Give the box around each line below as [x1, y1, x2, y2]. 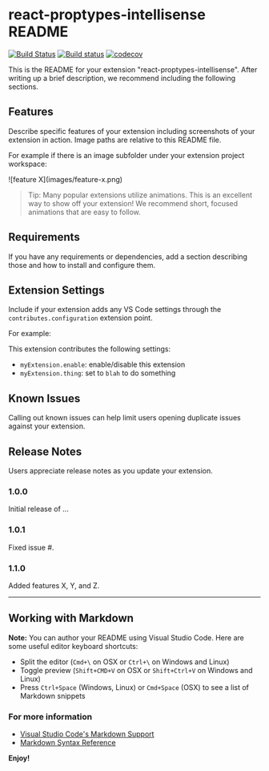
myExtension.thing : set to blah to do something [19, 368, 176, 378]
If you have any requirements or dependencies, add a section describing [8, 251, 248, 262]
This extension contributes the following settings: [8, 344, 171, 354]
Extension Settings [8, 283, 105, 297]
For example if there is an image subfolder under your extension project [8, 150, 245, 160]
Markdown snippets [19, 691, 86, 700]
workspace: [8, 159, 47, 168]
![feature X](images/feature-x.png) [8, 174, 122, 184]
